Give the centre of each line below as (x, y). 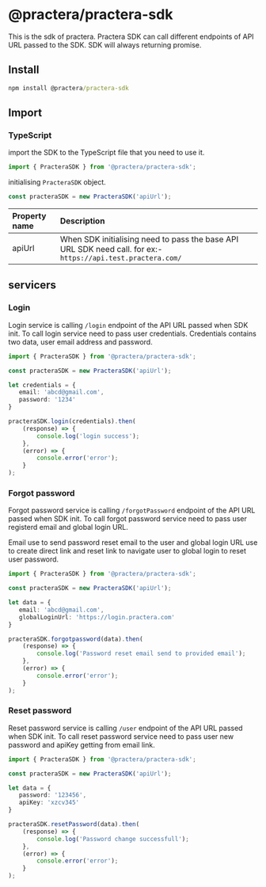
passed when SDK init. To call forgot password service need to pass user (128, 519)
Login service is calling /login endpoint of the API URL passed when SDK (128, 325)
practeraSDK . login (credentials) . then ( (72, 421)
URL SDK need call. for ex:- (111, 249)
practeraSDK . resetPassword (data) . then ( (74, 824)
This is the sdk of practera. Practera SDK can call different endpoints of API (131, 36)
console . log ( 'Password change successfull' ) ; (113, 839)
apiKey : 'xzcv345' (49, 803)
